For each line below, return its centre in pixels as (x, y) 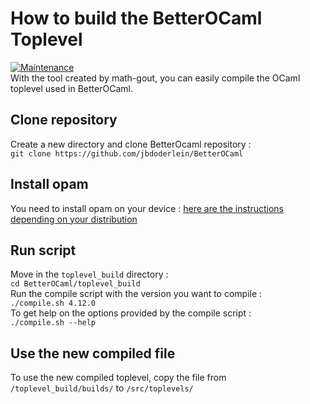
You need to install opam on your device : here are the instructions (147, 208)
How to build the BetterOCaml (136, 18)
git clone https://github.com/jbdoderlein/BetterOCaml (127, 153)
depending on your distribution (74, 219)
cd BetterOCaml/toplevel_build (75, 284)
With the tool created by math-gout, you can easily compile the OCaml (155, 78)
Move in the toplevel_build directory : (89, 274)
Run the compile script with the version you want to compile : (136, 294)
